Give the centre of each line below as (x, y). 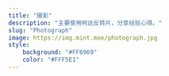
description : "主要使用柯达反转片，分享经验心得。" (85, 23)
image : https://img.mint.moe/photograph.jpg (83, 38)
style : (19, 45)
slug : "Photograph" (40, 30)
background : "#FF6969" (60, 52)
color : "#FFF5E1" (51, 60)
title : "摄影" (31, 15)
